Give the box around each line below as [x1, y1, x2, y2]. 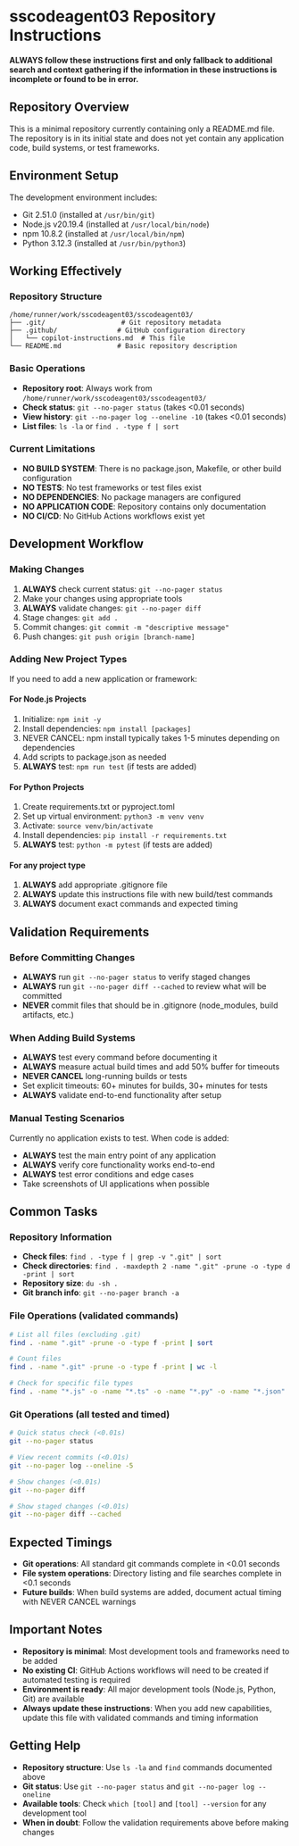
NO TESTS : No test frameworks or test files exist [21, 482, 203, 493]
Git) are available [21, 1693, 85, 1704]
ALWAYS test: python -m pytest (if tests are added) [21, 839, 213, 850]
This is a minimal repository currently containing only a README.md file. [9, 123, 275, 134]
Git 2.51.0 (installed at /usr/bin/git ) [21, 209, 155, 220]
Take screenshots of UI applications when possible [21, 1178, 210, 1189]
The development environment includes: [9, 192, 158, 203]
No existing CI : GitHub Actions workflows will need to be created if [21, 1665, 270, 1676]
